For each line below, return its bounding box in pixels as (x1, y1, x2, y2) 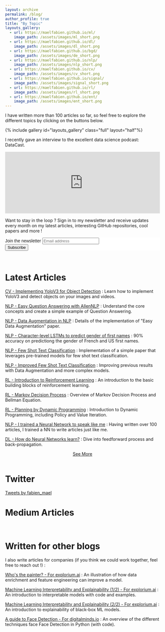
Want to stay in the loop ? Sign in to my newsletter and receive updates (5, 217, 149, 223)
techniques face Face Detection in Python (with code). (5, 621, 115, 627)
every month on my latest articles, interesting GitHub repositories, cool (5, 223, 148, 229)
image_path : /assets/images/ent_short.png (14, 99, 102, 104)
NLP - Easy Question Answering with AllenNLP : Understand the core (5, 303, 145, 309)
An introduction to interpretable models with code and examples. (5, 592, 137, 597)
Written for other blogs (5, 541, 101, 552)
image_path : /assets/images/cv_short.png (14, 71, 100, 76)
